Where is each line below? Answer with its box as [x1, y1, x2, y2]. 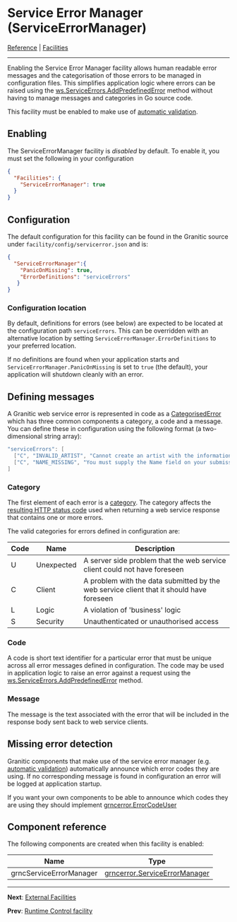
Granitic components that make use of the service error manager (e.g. [7, 757, 211, 765]
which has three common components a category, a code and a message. [7, 417, 223, 425]
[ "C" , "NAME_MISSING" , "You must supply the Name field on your [13, 459, 207, 466]
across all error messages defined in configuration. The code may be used [7, 661, 224, 670]
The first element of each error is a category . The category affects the [7, 498, 212, 507]
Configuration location [7, 303, 87, 313]
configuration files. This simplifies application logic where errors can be [7, 78, 216, 87]
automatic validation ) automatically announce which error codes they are [7, 764, 220, 773]
